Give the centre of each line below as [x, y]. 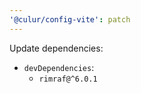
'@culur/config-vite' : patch [70, 19]
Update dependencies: [56, 48]
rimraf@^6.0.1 [68, 79]
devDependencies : [59, 67]
